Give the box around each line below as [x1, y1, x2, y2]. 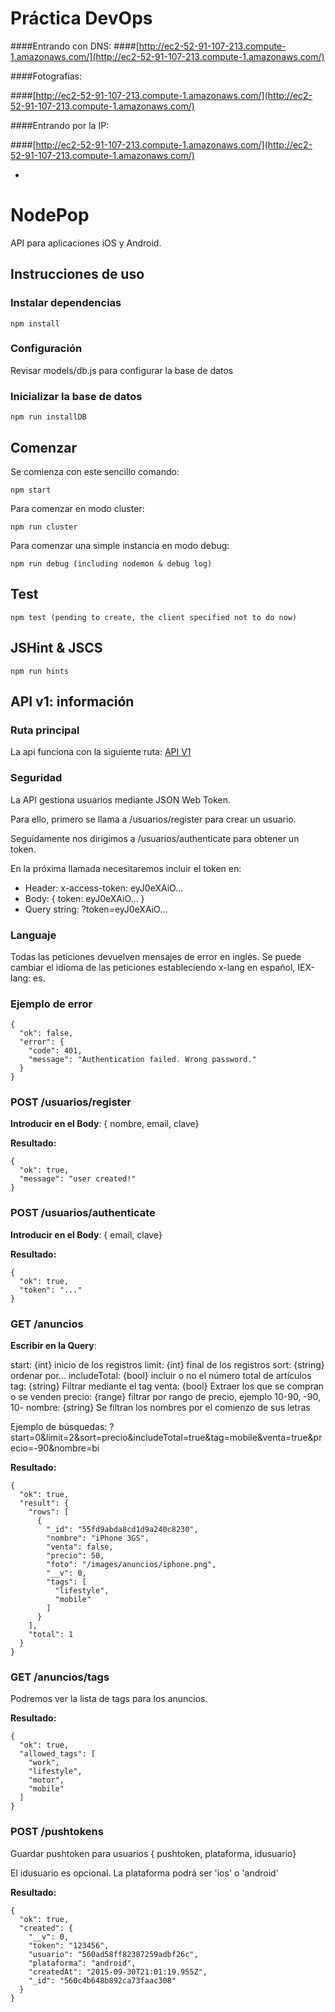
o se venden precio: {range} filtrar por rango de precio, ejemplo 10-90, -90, [10, 1391, 321, 1403]
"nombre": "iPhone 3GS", [46, 1533, 150, 1544]
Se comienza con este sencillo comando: [10, 465, 180, 477]
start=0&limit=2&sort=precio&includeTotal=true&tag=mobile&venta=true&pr [10, 1432, 323, 1444]
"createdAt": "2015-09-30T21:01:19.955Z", [28, 1967, 208, 1977]
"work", [28, 1758, 60, 1768]
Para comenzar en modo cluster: [10, 502, 145, 514]
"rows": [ [28, 1507, 70, 1517]
